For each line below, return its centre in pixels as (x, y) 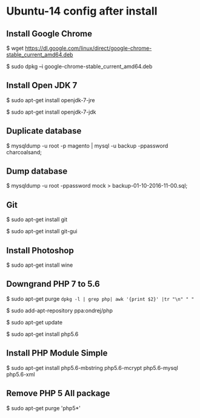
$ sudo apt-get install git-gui (42, 231)
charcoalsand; (24, 152)
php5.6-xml (21, 374)
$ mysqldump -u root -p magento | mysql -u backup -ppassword (87, 146)
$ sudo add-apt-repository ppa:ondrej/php (60, 310)
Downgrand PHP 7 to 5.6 (53, 284)
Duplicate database (44, 131)
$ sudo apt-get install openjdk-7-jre (51, 100)
